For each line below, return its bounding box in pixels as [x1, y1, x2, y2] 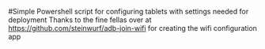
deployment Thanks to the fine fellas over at [8, 15, 152, 24]
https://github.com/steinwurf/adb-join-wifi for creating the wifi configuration [8, 24, 257, 32]
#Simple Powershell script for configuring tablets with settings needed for [8, 7, 249, 16]
